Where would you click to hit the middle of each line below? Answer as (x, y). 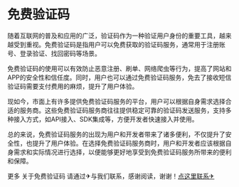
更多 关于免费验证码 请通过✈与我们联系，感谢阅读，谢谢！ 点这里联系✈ (111, 176)
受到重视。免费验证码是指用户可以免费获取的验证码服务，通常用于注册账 (119, 44)
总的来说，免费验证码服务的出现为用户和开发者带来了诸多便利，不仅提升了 (116, 134)
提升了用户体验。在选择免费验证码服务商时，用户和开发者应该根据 (128, 143)
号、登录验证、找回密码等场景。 (54, 53)
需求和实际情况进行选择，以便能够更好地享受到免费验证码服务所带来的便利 (122, 152)
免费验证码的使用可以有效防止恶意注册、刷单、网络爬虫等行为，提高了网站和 (119, 68)
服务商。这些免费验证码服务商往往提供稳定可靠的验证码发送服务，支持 (122, 110)
